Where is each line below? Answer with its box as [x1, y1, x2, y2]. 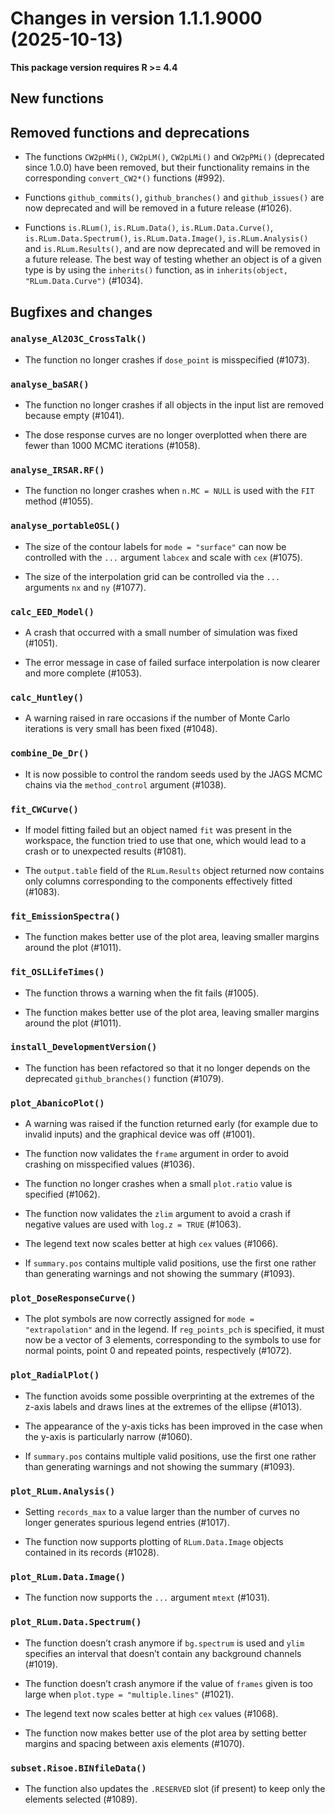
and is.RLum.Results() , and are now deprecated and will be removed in [24, 243, 321, 255]
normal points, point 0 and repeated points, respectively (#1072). [24, 1345, 293, 1357]
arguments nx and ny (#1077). [24, 581, 147, 593]
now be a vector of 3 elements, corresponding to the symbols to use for [24, 1334, 322, 1346]
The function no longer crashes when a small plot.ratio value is [24, 1178, 293, 1190]
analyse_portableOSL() [10, 520, 121, 532]
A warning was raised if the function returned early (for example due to [24, 1118, 319, 1130]
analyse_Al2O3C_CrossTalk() [10, 333, 147, 345]
